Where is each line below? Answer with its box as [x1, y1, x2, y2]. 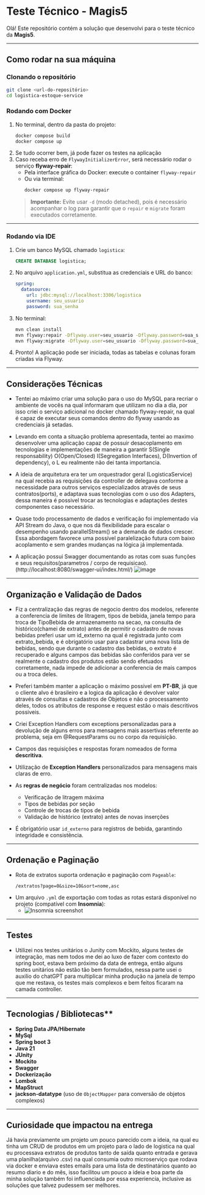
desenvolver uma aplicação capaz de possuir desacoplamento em [15, 439, 182, 447]
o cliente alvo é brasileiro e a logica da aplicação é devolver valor [15, 689, 180, 697]
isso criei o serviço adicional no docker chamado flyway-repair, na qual [15, 408, 195, 415]
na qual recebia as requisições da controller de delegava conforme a [15, 477, 188, 484]
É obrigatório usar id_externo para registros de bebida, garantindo [15, 825, 182, 832]
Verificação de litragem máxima [24, 794, 104, 801]
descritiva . [15, 752, 43, 759]
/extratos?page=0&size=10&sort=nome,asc [15, 882, 120, 889]
